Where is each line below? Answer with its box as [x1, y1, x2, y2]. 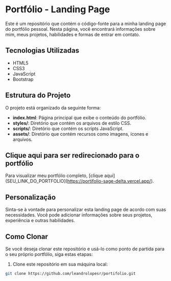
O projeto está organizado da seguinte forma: [5, 104, 101, 111]
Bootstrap [12, 76, 34, 82]
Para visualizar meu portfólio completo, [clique [5, 172, 104, 179]
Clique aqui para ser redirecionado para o [5, 151, 139, 160]
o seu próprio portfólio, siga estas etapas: [5, 251, 93, 257]
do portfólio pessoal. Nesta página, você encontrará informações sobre [5, 26, 156, 32]
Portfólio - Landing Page [5, 4, 110, 15]
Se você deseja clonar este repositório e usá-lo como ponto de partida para [5, 246, 165, 252]
